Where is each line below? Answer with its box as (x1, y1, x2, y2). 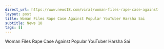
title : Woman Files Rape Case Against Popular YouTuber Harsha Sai (5, 16, 145, 21)
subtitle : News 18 (5, 20, 42, 26)
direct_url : (5, 7, 29, 12)
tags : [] (5, 25, 23, 30)
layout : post (5, 12, 32, 16)
